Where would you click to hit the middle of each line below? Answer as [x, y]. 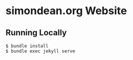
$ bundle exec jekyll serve [41, 51]
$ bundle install [27, 46]
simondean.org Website [66, 11]
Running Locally [36, 33]
